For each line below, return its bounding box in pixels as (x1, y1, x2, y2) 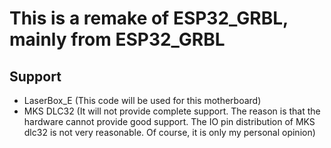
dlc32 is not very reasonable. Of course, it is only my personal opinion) (23, 127, 316, 138)
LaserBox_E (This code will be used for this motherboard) (23, 95, 262, 106)
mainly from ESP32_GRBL (9, 28, 226, 51)
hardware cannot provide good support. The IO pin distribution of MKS (23, 116, 316, 127)
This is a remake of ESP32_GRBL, (9, 7, 289, 30)
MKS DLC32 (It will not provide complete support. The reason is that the (23, 105, 321, 117)
